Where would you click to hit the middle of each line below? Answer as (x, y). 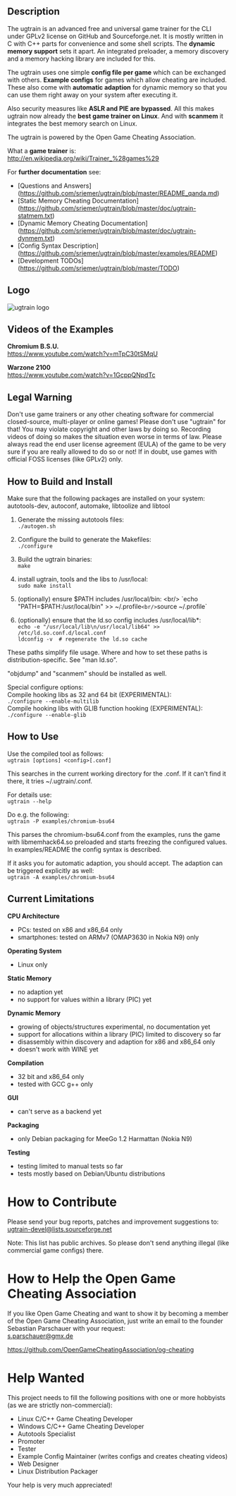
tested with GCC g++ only (55, 1084)
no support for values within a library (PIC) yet (85, 999)
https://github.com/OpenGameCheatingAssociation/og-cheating (101, 1349)
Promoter (31, 1441)
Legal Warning (40, 397)
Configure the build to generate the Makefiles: (84, 540)
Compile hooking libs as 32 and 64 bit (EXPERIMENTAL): (89, 695)
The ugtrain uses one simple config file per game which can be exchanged (117, 72)
